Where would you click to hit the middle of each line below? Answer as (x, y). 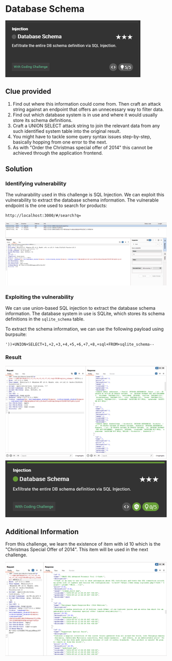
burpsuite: (16, 334)
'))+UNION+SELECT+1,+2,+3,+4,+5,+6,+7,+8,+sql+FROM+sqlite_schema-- (80, 345)
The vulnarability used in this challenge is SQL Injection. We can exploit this (85, 195)
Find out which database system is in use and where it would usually (85, 115)
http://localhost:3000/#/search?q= (43, 216)
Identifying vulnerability (36, 184)
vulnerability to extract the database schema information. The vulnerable (82, 200)
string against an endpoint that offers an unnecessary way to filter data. (88, 109)
